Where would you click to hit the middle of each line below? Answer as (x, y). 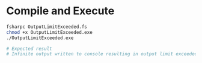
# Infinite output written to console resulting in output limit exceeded (102, 54)
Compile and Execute (60, 11)
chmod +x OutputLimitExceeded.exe (50, 32)
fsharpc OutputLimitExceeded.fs (47, 27)
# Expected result (29, 49)
